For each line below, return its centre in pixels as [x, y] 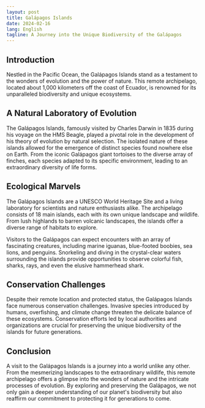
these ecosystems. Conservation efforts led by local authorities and [91, 319]
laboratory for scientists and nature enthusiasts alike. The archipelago [94, 208]
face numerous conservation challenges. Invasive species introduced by [98, 306]
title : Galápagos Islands [39, 18]
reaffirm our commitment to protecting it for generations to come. [89, 399]
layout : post [23, 12]
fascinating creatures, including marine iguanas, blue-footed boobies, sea [99, 245]
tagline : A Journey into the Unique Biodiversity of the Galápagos [94, 35]
